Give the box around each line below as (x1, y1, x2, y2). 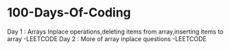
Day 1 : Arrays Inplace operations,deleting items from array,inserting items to (7, 27, 224, 36)
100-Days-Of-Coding (7, 5, 132, 21)
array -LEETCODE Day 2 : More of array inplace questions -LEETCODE (7, 34, 207, 42)
